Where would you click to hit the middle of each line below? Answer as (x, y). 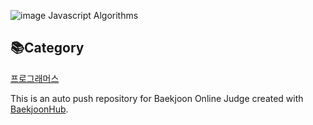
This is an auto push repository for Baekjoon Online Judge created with (157, 98)
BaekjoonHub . (39, 109)
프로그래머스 (35, 78)
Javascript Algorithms (93, 15)
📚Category (47, 48)
